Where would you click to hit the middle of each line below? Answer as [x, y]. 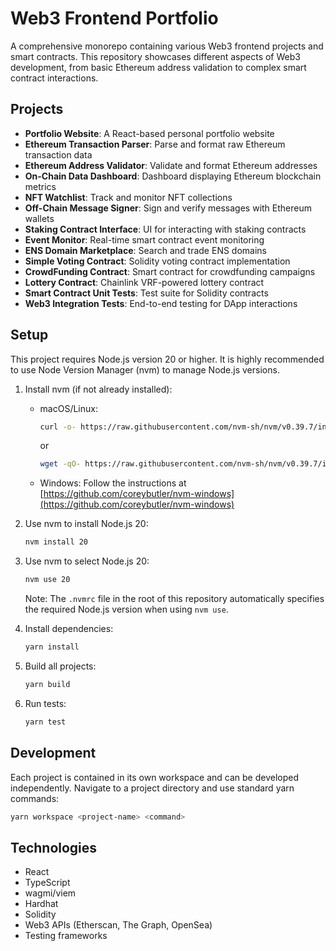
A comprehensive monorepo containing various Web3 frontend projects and [167, 46]
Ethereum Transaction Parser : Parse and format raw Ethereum [155, 144]
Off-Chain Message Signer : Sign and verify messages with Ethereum [168, 208]
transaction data [58, 154]
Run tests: [45, 703]
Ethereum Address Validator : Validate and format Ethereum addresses [171, 165]
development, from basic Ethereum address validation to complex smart [158, 67]
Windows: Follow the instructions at [113, 483]
